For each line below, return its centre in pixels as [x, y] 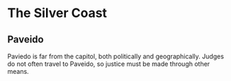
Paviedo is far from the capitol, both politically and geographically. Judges [116, 56]
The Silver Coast [57, 13]
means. [18, 71]
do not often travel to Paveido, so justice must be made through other [109, 64]
